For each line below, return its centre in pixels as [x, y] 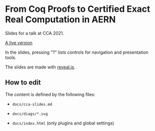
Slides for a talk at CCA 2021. [35, 33]
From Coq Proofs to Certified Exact [78, 9]
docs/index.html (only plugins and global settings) [63, 123]
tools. [11, 57]
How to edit [23, 82]
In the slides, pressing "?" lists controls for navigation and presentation [77, 52]
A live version [19, 42]
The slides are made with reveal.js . [40, 67]
